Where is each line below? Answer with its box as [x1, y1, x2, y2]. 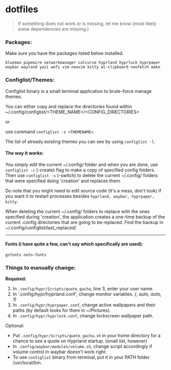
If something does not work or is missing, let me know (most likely [17, 20, 157, 27]
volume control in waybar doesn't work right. [12, 349, 107, 355]
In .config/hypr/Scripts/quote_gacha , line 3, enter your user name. [12, 286, 154, 292]
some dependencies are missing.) [17, 26, 89, 32]
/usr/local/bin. [12, 360, 42, 366]
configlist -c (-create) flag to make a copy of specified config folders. [5, 167, 155, 173]
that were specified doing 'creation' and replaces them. [5, 178, 122, 184]
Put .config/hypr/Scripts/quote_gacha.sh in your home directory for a [12, 333, 161, 339]
